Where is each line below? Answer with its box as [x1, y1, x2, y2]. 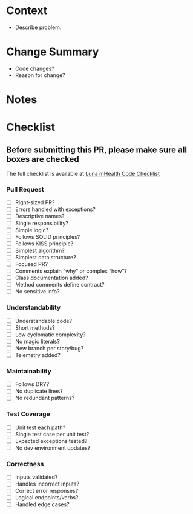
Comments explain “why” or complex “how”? [15, 267, 127, 275]
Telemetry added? [15, 351, 61, 358]
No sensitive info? [15, 288, 60, 295]
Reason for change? [15, 71, 65, 79]
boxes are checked [6, 154, 80, 164]
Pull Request [6, 185, 44, 193]
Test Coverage [6, 410, 50, 418]
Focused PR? [15, 260, 48, 267]
